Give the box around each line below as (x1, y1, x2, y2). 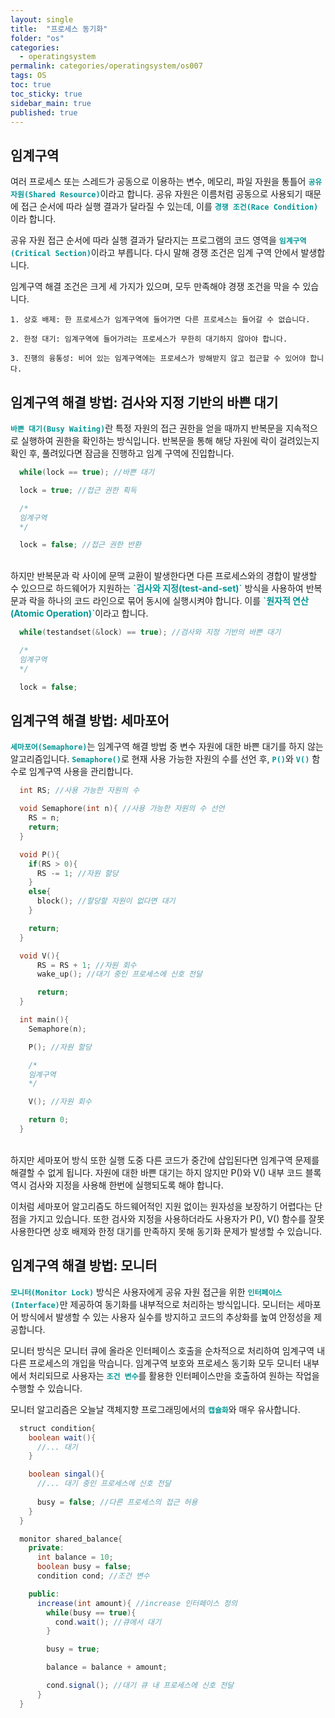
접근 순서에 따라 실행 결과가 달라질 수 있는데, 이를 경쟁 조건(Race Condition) (20, 201, 319, 213)
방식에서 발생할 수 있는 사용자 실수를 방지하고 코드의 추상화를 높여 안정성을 (20, 1311, 312, 1323)
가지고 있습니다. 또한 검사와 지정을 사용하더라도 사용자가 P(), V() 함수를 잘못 (28, 1212, 325, 1225)
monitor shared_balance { (19, 1534, 123, 1544)
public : (28, 1589, 60, 1599)
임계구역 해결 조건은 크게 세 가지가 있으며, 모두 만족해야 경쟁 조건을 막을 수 (10, 281, 301, 293)
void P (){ (19, 849, 60, 860)
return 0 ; (28, 1115, 70, 1125)
